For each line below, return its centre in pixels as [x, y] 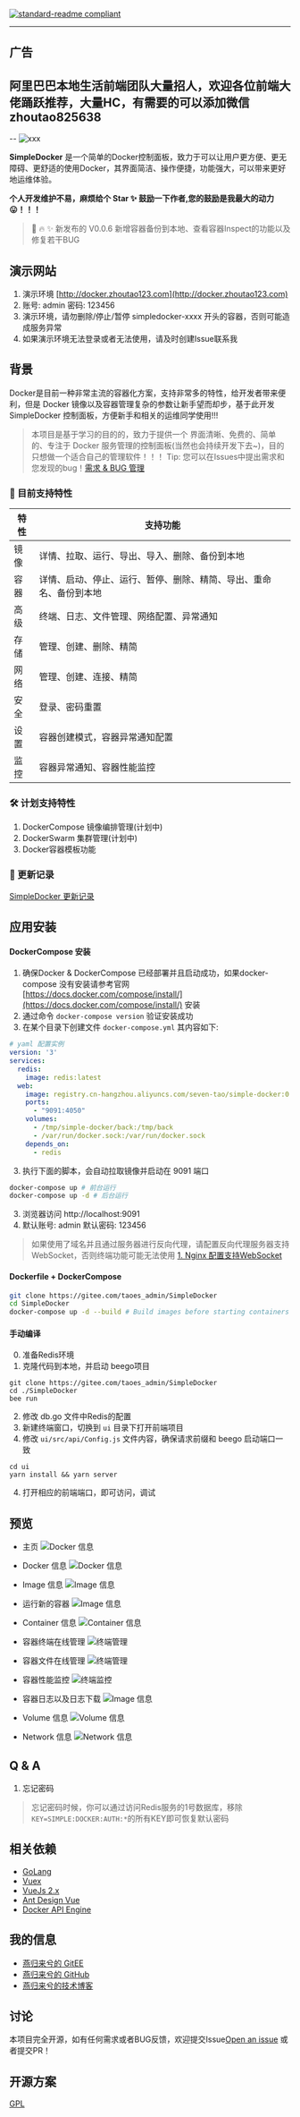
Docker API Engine [57, 1909]
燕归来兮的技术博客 [58, 1985]
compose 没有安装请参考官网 [75, 984]
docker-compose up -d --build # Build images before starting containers [150, 1312]
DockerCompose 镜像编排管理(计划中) [92, 827]
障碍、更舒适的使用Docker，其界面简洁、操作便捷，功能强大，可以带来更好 [148, 168]
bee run [24, 1399]
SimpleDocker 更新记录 [52, 896]
